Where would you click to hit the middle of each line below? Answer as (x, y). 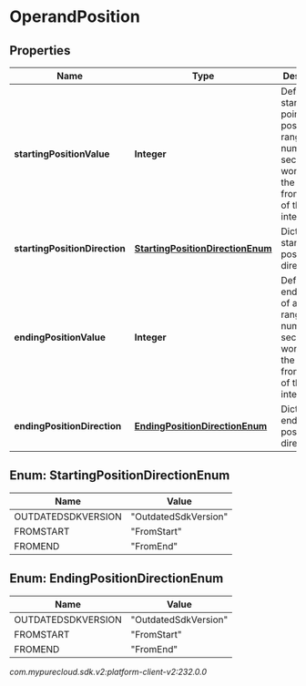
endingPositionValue (60, 337)
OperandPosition (75, 17)
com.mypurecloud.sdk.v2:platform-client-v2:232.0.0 (108, 671)
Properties (40, 51)
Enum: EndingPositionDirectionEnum (117, 579)
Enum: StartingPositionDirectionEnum (120, 476)
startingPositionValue (62, 154)
